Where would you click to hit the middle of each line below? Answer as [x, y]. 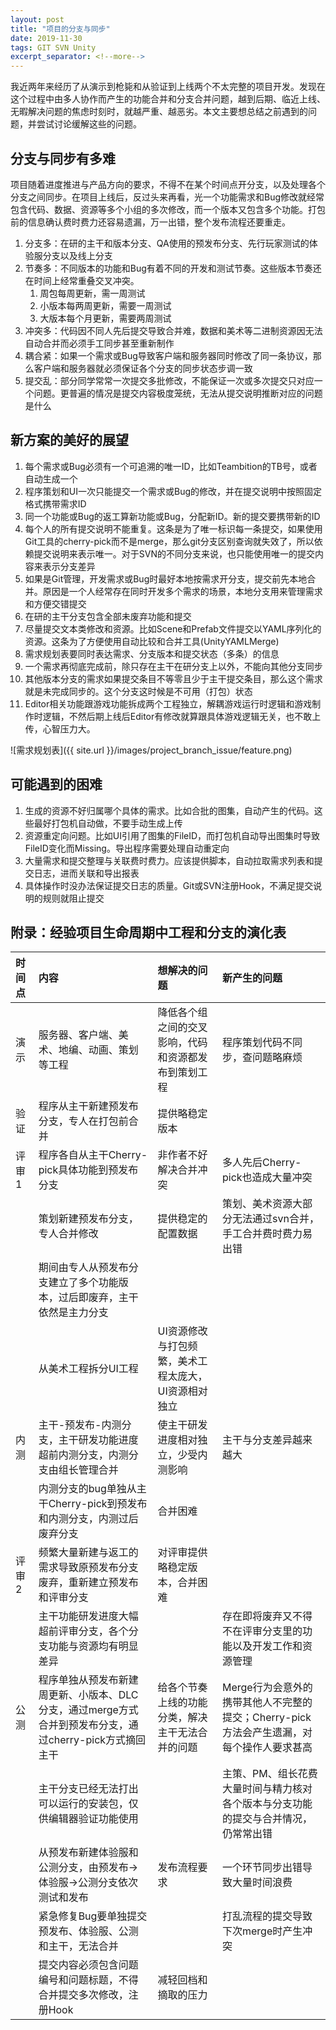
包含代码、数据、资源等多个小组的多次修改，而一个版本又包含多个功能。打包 [168, 209]
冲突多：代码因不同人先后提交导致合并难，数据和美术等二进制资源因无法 [173, 330]
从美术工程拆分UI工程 [88, 1369]
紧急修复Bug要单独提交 [93, 1916]
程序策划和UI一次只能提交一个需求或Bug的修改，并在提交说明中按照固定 [173, 491]
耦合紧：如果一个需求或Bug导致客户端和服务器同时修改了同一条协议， [168, 355]
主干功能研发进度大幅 [88, 1616]
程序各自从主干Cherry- [93, 1155]
